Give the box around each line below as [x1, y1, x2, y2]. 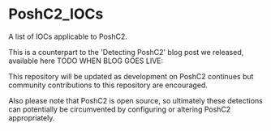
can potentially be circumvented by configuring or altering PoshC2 [8, 104, 231, 114]
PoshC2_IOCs [8, 5, 104, 23]
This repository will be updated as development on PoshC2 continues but [8, 71, 254, 81]
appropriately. [8, 112, 55, 122]
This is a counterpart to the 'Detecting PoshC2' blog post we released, [8, 47, 244, 57]
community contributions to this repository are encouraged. [8, 80, 209, 90]
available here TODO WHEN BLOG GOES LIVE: [8, 56, 164, 65]
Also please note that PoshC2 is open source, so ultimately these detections [8, 95, 264, 105]
